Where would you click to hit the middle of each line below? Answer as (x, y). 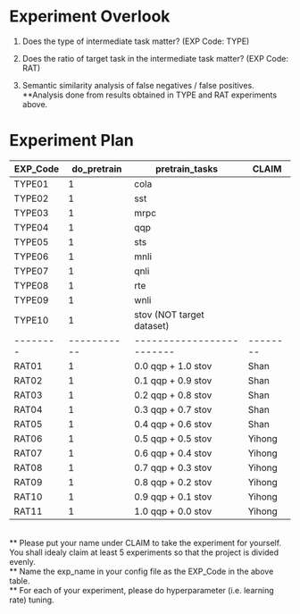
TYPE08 (31, 285)
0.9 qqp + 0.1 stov (173, 496)
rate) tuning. (32, 600)
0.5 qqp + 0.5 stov (173, 438)
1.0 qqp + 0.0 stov (173, 511)
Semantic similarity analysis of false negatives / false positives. (138, 85)
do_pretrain (96, 169)
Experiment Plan (71, 141)
